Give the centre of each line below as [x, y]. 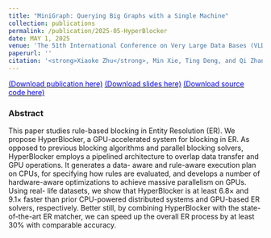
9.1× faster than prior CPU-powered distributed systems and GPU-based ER [134, 199]
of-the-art [25, 217]
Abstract [26, 113]
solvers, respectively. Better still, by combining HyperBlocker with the [124, 208]
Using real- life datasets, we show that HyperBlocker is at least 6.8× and [128, 191]
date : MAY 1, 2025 [39, 38]
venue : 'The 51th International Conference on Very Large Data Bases [128, 46]
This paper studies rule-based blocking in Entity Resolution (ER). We [122, 131]
